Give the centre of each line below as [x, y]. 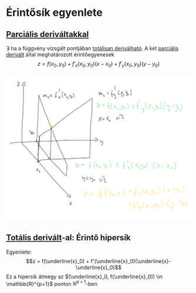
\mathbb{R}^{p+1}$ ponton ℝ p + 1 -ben [52, 283]
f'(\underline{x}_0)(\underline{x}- [131, 261]
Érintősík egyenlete [54, 13]
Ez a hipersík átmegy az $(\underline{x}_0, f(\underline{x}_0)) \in [85, 277]
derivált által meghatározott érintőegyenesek [60, 55]
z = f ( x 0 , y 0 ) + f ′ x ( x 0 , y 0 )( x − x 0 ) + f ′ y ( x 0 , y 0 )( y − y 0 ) [99, 65]
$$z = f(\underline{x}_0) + [58, 261]
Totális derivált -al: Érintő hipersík [68, 238]
